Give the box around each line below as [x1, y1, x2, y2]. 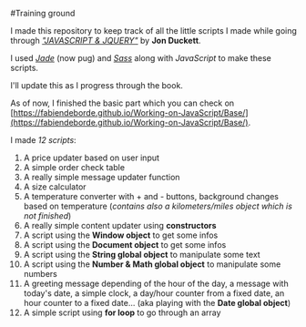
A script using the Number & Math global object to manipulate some [23, 259, 281, 270]
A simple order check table [23, 162, 126, 172]
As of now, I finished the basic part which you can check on [10, 97, 235, 108]
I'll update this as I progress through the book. [10, 80, 183, 90]
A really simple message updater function [23, 172, 180, 182]
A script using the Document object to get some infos [23, 240, 227, 250]
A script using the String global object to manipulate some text [23, 250, 260, 260]
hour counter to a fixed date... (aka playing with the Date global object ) [23, 298, 291, 308]
